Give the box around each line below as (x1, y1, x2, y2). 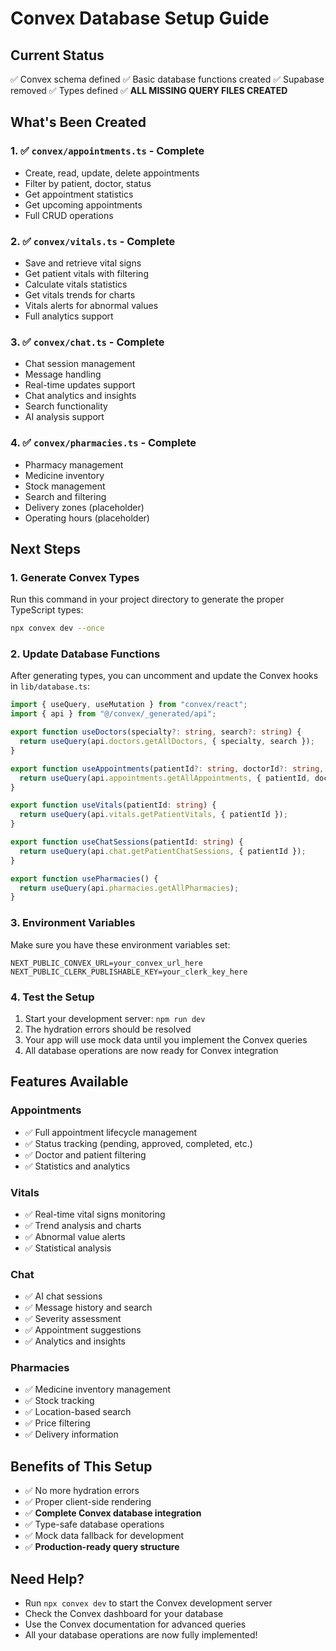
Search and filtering (24, 490, 107, 502)
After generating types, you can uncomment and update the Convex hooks (10, 670, 319, 682)
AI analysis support (24, 411, 105, 423)
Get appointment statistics (24, 188, 134, 200)
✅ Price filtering (24, 1417, 91, 1429)
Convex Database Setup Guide (10, 7, 270, 30)
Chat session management (24, 358, 136, 370)
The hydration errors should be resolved (24, 1023, 192, 1035)
